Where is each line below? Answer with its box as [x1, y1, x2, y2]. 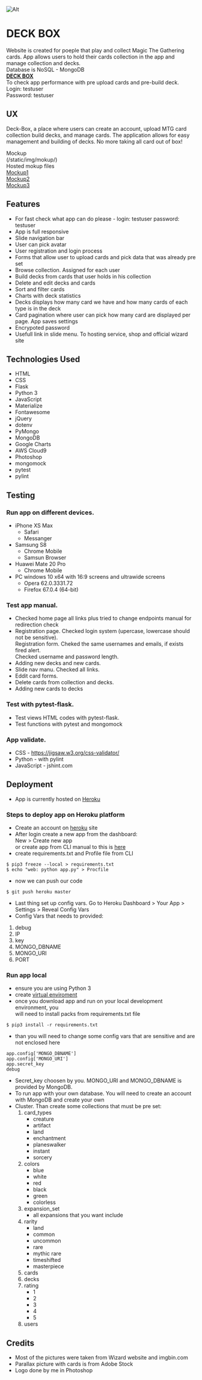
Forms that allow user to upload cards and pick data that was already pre [14, 253, 196, 260]
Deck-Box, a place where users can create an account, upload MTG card [6, 125, 187, 132]
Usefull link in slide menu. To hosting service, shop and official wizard [14, 330, 188, 338]
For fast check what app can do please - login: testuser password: [14, 215, 180, 222]
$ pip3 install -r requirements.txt [6, 1022, 98, 1028]
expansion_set [23, 1205, 60, 1212]
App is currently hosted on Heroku [14, 795, 101, 802]
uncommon [32, 1237, 61, 1244]
